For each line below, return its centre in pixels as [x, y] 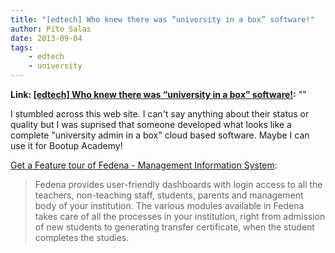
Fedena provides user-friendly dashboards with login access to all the [178, 184]
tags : [21, 47]
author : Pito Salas [51, 29]
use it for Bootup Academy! [66, 145]
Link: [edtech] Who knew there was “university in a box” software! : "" [158, 94]
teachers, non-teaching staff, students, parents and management [169, 195]
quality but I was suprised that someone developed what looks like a [151, 124]
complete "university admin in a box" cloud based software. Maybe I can [160, 135]
